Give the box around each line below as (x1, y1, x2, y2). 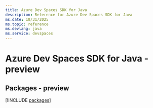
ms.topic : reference (5, 21, 49, 27)
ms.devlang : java (5, 26, 42, 31)
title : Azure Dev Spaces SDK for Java (5, 7, 87, 13)
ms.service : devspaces (5, 31, 53, 36)
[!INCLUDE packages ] (5, 97, 51, 103)
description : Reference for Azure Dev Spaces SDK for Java (5, 12, 133, 17)
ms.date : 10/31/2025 (5, 17, 49, 22)
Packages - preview (5, 84, 69, 92)
